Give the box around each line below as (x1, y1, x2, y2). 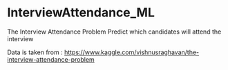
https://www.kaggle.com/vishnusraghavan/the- (64, 48, 200, 56)
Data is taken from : (7, 48, 64, 56)
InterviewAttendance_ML (7, 5, 155, 21)
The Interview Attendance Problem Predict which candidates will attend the (7, 27, 222, 36)
